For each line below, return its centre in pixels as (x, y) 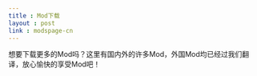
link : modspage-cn (41, 30)
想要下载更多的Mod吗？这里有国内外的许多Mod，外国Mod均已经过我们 (125, 54)
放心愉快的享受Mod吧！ (61, 64)
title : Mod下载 (34, 16)
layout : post (32, 23)
